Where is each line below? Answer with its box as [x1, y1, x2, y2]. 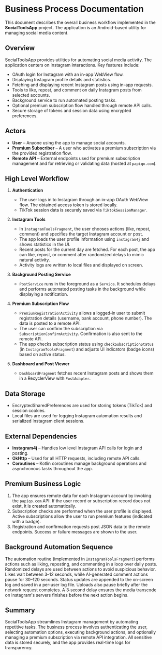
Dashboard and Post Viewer [12, 361, 70, 367]
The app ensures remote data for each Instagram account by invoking [12, 493, 151, 498]
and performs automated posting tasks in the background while [19, 286, 146, 292]
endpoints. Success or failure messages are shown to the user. [12, 529, 138, 534]
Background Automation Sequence [5, 543, 113, 551]
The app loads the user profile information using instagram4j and [19, 236, 149, 242]
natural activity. [19, 257, 50, 263]
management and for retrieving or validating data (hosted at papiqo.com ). [12, 160, 157, 166]
